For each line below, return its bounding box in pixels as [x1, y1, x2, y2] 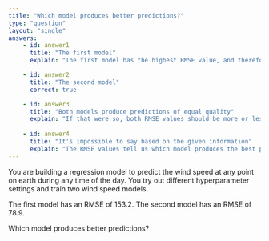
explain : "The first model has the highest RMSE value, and [29, 57, 235, 65]
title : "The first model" [29, 49, 116, 57]
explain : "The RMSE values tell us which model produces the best [29, 145, 256, 153]
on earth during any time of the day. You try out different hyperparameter [8, 175, 250, 185]
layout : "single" [8, 26, 66, 34]
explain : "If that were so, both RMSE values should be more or [29, 115, 249, 123]
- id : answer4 [22, 130, 70, 139]
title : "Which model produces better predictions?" [8, 11, 184, 20]
